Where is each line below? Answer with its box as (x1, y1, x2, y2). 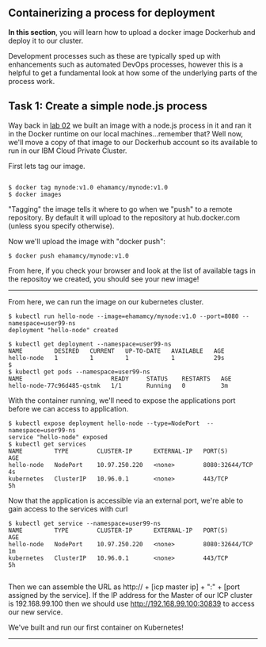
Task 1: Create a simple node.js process (8, 99, 207, 113)
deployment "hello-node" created (8, 326, 119, 334)
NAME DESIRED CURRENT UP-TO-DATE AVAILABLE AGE (8, 346, 225, 355)
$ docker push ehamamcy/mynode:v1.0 (8, 251, 129, 260)
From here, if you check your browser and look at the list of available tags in (8, 266, 256, 275)
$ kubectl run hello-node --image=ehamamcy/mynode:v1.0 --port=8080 (8, 312, 239, 320)
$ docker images (8, 190, 62, 198)
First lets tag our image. (8, 161, 85, 170)
